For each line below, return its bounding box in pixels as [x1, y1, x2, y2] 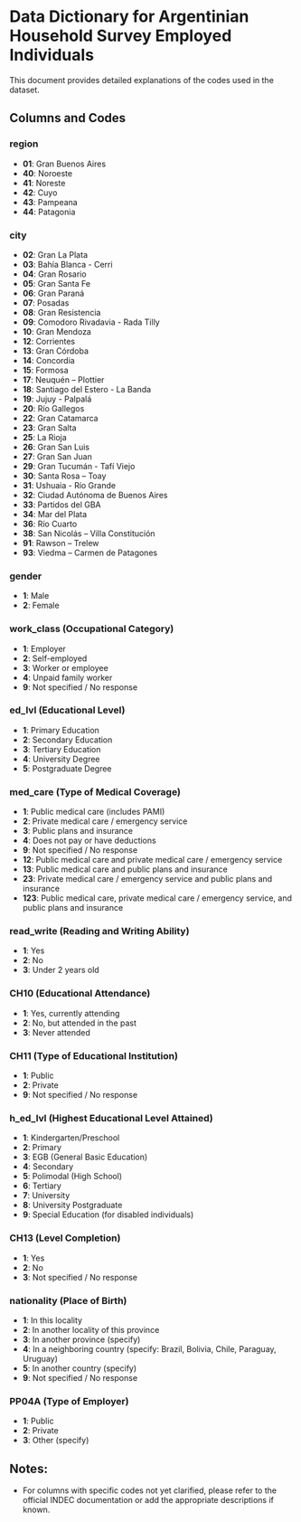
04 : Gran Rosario [22, 269, 88, 279]
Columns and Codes [9, 110, 127, 126]
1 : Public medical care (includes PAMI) [22, 807, 165, 818]
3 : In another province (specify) [22, 1334, 141, 1345]
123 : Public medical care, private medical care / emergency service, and [22, 893, 292, 903]
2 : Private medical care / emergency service [22, 816, 188, 827]
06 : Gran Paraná [22, 288, 85, 298]
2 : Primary [22, 1142, 61, 1153]
